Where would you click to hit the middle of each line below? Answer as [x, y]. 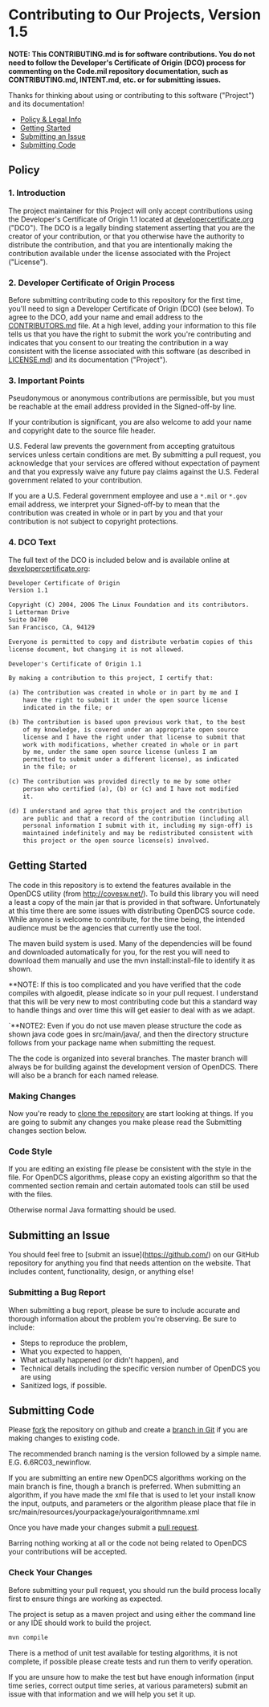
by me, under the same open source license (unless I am [120, 752]
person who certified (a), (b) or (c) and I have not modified [131, 788]
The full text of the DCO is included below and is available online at [119, 560]
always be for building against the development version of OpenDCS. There [133, 1066]
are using [35, 1377]
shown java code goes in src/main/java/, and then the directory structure [128, 1034]
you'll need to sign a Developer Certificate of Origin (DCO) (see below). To [131, 308]
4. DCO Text [32, 542]
